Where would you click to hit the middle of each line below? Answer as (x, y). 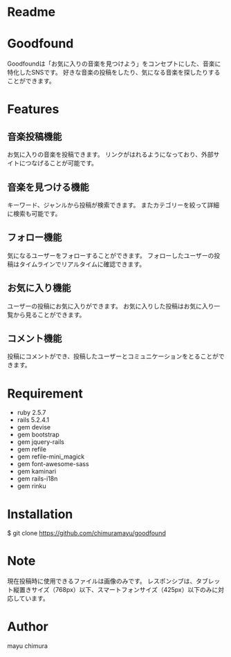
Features (33, 110)
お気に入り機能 (39, 288)
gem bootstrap (38, 435)
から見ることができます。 (49, 315)
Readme (31, 12)
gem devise (34, 427)
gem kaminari (37, 472)
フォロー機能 (35, 238)
